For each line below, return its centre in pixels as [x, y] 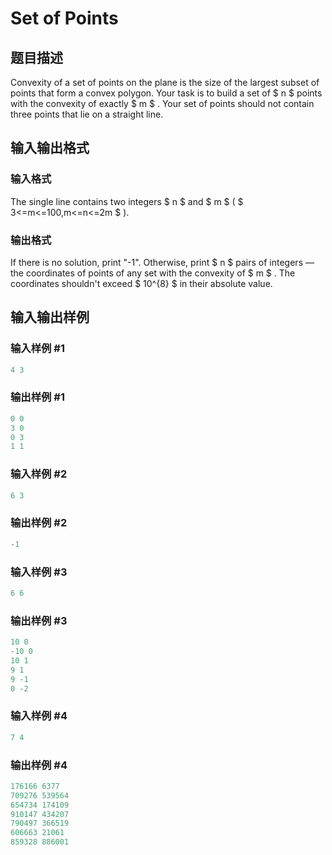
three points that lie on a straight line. [87, 114]
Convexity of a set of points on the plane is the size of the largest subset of [165, 82]
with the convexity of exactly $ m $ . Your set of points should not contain [162, 103]
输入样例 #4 [39, 716]
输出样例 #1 [37, 397]
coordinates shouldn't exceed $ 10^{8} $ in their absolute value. [141, 283]
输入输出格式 [50, 148]
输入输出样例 [50, 317]
